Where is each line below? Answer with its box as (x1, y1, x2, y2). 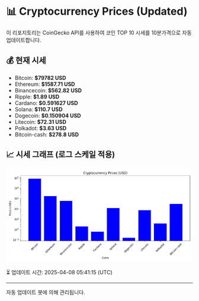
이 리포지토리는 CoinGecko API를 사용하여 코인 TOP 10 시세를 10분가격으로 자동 (6, 29, 192, 36)
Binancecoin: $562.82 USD (14, 87, 82, 94)
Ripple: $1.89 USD (14, 93, 60, 100)
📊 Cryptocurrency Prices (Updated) (6, 5, 188, 18)
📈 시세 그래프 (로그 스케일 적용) (6, 149, 115, 160)
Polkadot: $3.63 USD (14, 124, 67, 132)
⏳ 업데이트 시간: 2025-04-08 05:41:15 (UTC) (6, 268, 113, 276)
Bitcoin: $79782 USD (14, 74, 66, 81)
